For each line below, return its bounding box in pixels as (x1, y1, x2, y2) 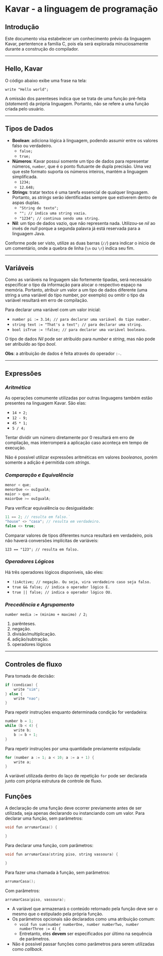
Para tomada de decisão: (5, 673, 55, 679)
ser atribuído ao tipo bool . (5, 341, 57, 347)
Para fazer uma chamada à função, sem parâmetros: (5, 869, 110, 875)
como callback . (12, 946, 44, 952)
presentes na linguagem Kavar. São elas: (5, 400, 86, 406)
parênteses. (12, 621, 36, 626)
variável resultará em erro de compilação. (5, 297, 88, 303)
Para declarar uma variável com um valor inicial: (5, 307, 101, 313)
